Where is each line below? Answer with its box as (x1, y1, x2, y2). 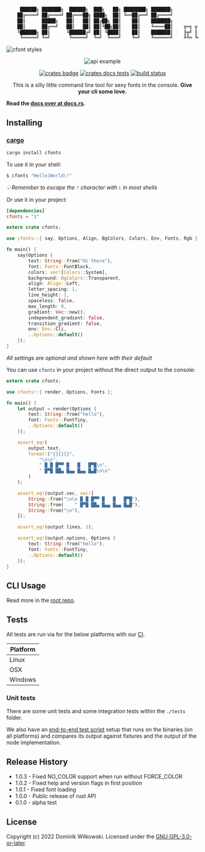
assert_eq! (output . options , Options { (17, 535, 116, 541)
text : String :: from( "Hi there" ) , (28, 257, 113, 264)
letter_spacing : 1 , (28, 286, 78, 292)
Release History (6, 757, 68, 767)
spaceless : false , (28, 298, 75, 304)
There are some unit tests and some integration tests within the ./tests (6, 708, 186, 715)
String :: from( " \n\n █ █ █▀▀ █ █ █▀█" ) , (28, 496, 140, 502)
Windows (9, 675, 37, 684)
